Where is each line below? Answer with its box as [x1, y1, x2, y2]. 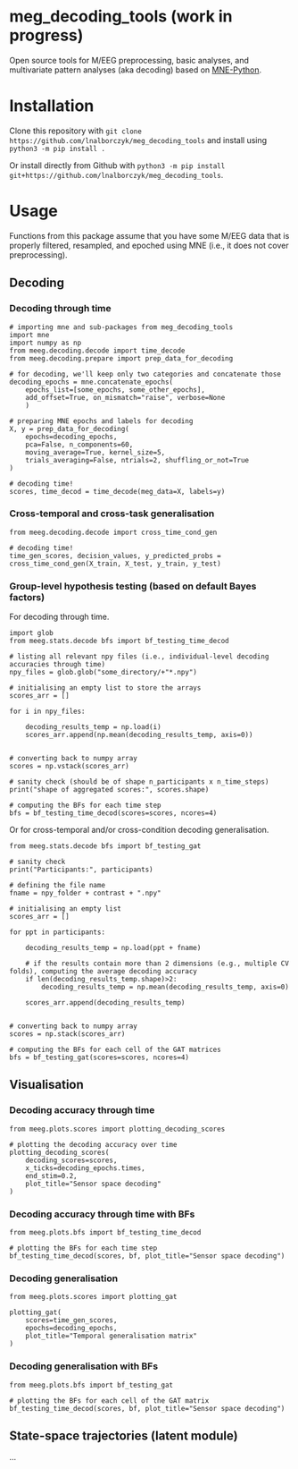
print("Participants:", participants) [9, 865, 153, 874]
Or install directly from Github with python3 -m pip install [9, 159, 226, 171]
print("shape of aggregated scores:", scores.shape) [9, 785, 210, 794]
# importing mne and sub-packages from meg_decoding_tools [9, 322, 234, 332]
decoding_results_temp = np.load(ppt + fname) [25, 944, 202, 953]
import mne [9, 330, 50, 339]
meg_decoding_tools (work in [9, 6, 234, 27]
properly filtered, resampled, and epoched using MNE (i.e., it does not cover [9, 240, 289, 250]
